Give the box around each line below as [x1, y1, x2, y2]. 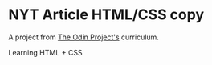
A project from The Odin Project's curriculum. [8, 32, 159, 42]
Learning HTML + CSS [8, 47, 83, 57]
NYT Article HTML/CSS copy [8, 6, 205, 24]
